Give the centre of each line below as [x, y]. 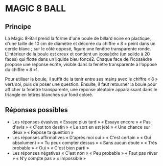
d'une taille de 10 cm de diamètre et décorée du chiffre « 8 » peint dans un [80, 44]
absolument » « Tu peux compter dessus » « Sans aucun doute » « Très [85, 142]
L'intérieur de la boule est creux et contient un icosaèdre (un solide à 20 [78, 54]
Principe [18, 27]
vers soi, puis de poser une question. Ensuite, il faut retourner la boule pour [81, 84]
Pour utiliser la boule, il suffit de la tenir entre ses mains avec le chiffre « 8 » [81, 79]
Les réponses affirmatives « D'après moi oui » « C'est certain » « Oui [81, 137]
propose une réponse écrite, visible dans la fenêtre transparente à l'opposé [81, 64]
